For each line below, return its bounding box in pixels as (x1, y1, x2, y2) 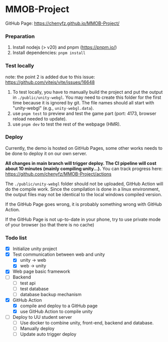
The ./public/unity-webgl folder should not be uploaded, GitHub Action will (5, 181, 163, 187)
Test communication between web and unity (12, 251, 105, 258)
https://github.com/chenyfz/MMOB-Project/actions (5, 170, 112, 177)
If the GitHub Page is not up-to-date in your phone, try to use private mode (5, 216, 161, 222)
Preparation (5, 33, 35, 40)
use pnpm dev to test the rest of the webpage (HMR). (12, 121, 121, 127)
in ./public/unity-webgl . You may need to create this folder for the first (12, 94, 161, 100)
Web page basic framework (12, 268, 71, 274)
